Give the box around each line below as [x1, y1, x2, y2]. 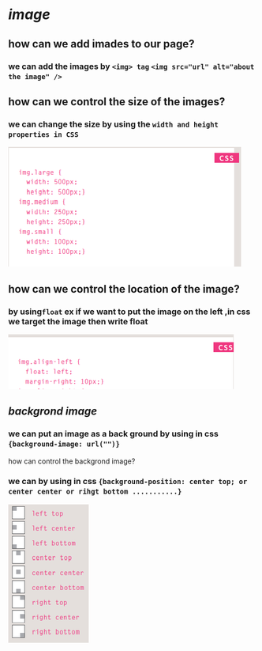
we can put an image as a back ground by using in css [8, 429, 219, 440]
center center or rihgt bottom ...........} [8, 487, 182, 496]
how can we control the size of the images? [8, 95, 226, 108]
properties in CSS [8, 130, 79, 139]
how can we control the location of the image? [8, 282, 240, 296]
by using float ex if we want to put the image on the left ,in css [8, 306, 251, 317]
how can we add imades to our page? [8, 37, 195, 51]
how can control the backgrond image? [8, 456, 136, 466]
